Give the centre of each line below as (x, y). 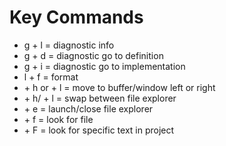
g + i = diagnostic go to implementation (104, 66)
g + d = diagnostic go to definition (93, 55)
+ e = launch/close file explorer (88, 108)
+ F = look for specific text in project (99, 130)
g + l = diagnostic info (69, 45)
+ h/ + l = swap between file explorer (100, 98)
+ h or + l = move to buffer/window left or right (119, 87)
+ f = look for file (58, 119)
